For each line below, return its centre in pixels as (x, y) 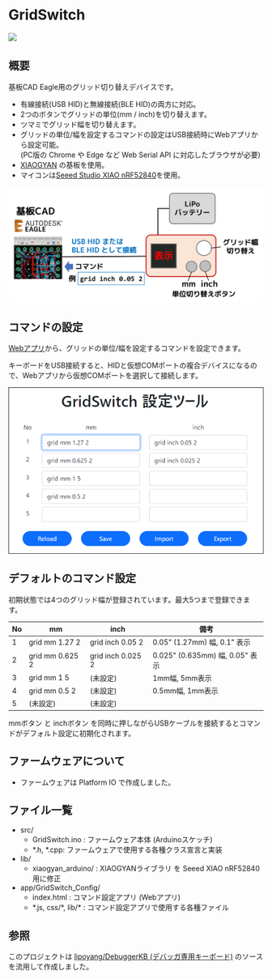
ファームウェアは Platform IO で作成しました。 (98, 782)
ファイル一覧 (40, 810)
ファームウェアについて (67, 762)
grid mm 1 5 (49, 678)
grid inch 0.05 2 (117, 642)
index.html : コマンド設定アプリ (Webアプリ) (106, 897)
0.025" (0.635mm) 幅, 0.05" (200, 655)
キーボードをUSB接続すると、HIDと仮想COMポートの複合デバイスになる (130, 365)
